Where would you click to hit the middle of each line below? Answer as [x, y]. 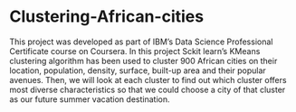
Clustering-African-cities [107, 17]
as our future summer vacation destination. [90, 99]
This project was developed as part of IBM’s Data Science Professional [141, 42]
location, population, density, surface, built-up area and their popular [138, 70]
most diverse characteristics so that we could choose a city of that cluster [148, 89]
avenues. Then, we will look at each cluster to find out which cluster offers [148, 79]
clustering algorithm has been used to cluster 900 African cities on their [143, 61]
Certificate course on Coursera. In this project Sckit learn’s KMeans [135, 51]
